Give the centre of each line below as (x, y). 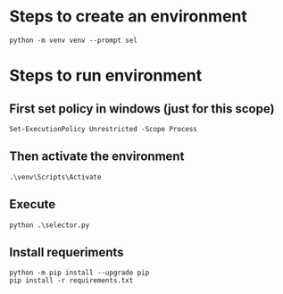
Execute (33, 204)
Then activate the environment (97, 157)
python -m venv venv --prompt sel (74, 40)
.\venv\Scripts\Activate (55, 177)
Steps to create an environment (129, 17)
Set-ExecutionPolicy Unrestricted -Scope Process (104, 129)
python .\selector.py (50, 225)
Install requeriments (67, 252)
